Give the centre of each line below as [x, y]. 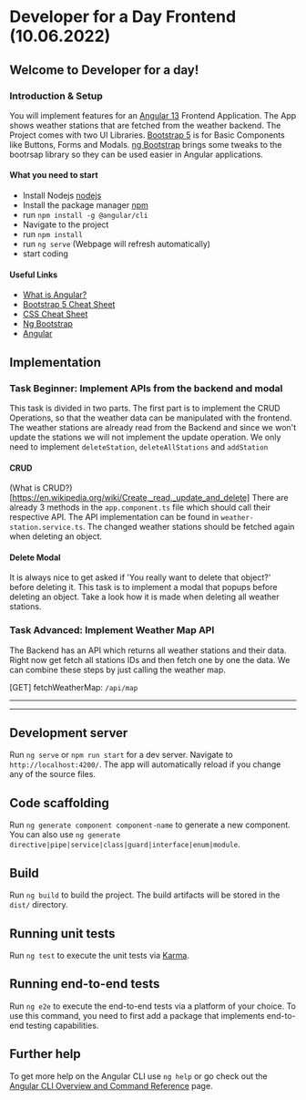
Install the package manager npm [85, 205]
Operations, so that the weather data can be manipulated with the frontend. [151, 418]
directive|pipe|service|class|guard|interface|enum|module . [125, 845]
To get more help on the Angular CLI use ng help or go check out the [138, 1076]
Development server [69, 733]
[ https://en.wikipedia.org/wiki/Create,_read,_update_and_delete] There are [149, 498]
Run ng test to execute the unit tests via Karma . [99, 955]
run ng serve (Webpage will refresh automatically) [117, 244]
